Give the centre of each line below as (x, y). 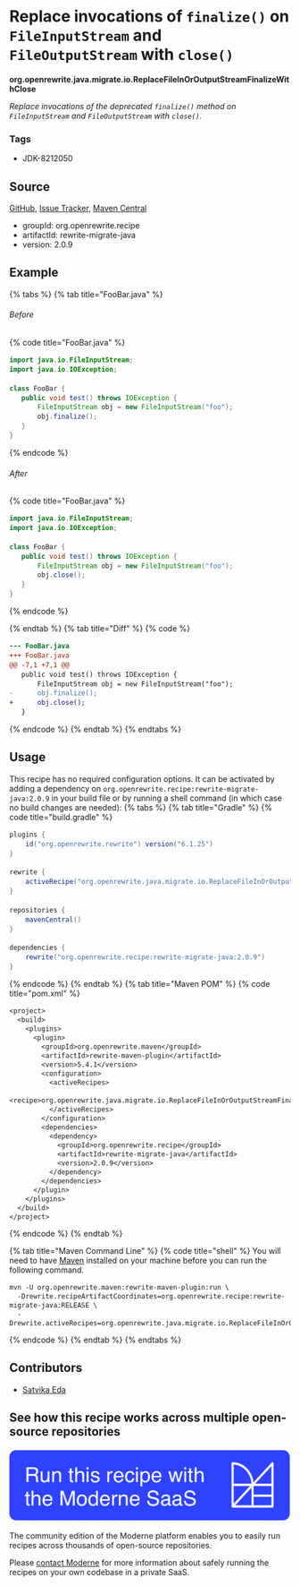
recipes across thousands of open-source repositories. (111, 1545)
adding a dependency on (55, 788)
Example (34, 273)
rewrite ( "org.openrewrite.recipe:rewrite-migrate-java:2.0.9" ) (146, 957)
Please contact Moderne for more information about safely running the (139, 1563)
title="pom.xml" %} (45, 993)
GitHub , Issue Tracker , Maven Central (78, 209)
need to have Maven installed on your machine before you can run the (138, 1260)
